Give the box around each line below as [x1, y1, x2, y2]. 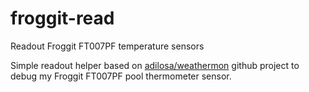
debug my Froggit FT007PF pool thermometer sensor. [10, 70, 232, 82]
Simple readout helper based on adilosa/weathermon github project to [10, 59, 300, 71]
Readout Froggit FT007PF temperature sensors [10, 40, 205, 52]
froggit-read [10, 7, 115, 30]
